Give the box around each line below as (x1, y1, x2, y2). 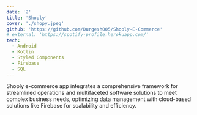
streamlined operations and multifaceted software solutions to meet (6, 89, 177, 97)
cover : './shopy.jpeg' (6, 20, 64, 26)
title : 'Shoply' (6, 15, 48, 21)
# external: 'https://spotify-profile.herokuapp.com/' (6, 32, 149, 38)
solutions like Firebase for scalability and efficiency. (6, 102, 136, 109)
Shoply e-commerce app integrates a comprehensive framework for (6, 83, 179, 90)
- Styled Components (12, 54, 64, 61)
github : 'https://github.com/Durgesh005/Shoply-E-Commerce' (6, 26, 163, 32)
